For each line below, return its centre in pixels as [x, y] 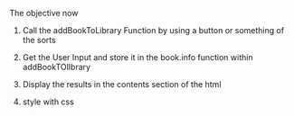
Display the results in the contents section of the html [122, 84]
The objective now [44, 13]
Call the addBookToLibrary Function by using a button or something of [153, 30]
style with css [48, 102]
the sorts [39, 40]
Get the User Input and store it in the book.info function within [138, 57]
